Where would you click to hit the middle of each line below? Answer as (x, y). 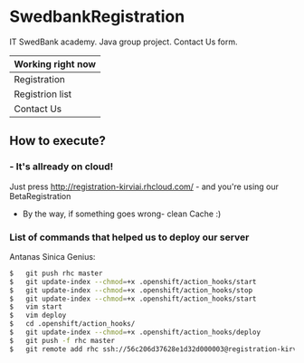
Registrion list (43, 94)
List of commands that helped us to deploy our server (129, 237)
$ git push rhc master (56, 273)
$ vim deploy (38, 315)
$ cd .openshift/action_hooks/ (72, 324)
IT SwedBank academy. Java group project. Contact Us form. (123, 42)
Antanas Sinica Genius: (52, 256)
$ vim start (36, 307)
